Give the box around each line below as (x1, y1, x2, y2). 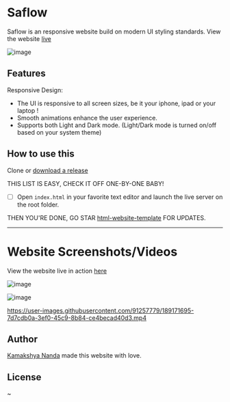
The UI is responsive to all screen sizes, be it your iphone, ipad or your (16, 99, 216, 107)
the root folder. (16, 200, 60, 209)
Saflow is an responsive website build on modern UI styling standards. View (7, 27, 221, 36)
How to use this (7, 148, 75, 160)
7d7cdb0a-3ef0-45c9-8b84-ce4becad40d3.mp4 (7, 313, 147, 322)
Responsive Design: (7, 85, 64, 94)
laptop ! (16, 106, 39, 114)
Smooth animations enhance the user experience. (16, 113, 157, 122)
